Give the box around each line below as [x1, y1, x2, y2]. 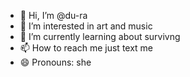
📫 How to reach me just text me [19, 42, 154, 54]
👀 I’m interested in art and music [19, 20, 153, 32]
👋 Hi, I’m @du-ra [19, 10, 88, 21]
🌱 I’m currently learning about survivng [19, 31, 181, 42]
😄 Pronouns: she [19, 56, 92, 68]
